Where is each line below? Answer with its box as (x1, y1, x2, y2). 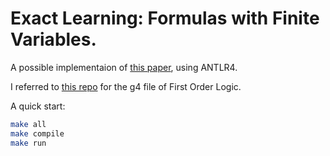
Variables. (10, 28, 97, 51)
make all (10, 119, 47, 129)
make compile (10, 128, 65, 139)
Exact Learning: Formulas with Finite (10, 7, 320, 30)
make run (10, 138, 47, 148)
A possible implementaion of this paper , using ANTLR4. (10, 61, 238, 73)
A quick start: (10, 100, 66, 112)
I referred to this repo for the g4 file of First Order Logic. (10, 80, 242, 92)
